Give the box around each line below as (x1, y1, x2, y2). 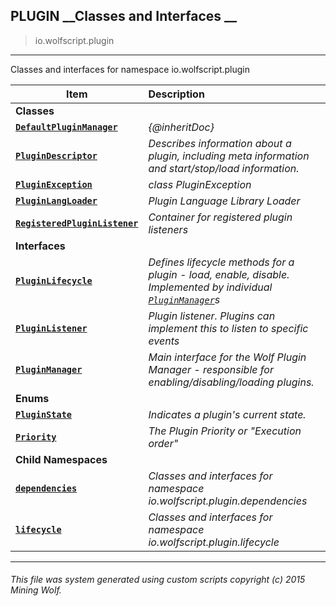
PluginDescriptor (15, 150, 98, 161)
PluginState (15, 409, 73, 420)
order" (148, 436, 179, 450)
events (148, 334, 180, 348)
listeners (148, 222, 189, 236)
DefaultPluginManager (15, 121, 118, 133)
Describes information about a (148, 136, 292, 150)
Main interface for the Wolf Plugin (148, 350, 307, 364)
